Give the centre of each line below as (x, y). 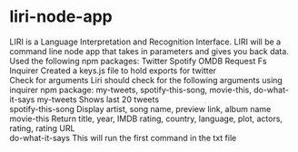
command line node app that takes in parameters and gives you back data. (149, 51)
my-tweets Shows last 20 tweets (98, 99)
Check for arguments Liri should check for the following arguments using (146, 80)
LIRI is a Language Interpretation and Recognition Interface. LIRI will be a (145, 42)
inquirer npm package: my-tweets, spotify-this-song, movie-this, (130, 90)
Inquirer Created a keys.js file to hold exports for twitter (113, 71)
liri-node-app (61, 17)
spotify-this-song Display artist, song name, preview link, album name (140, 109)
